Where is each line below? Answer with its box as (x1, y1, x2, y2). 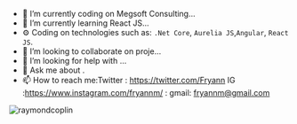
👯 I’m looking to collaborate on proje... (21, 46, 162, 57)
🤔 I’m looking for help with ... (21, 56, 127, 66)
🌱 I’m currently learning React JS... (21, 18, 149, 28)
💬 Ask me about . (21, 65, 85, 75)
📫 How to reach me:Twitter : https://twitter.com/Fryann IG (21, 75, 236, 85)
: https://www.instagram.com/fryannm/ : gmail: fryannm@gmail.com (21, 88, 270, 97)
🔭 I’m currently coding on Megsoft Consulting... (21, 9, 196, 19)
